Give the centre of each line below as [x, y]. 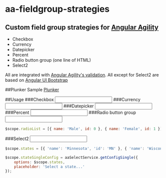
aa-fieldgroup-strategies [57, 9]
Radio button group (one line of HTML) [52, 60]
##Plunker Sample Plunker [32, 89]
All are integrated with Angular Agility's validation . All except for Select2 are [82, 75]
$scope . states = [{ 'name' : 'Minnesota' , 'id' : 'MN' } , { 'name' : [75, 148]
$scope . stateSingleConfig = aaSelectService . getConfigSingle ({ [72, 157]
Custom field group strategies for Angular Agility [82, 27]
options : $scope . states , [40, 162]
